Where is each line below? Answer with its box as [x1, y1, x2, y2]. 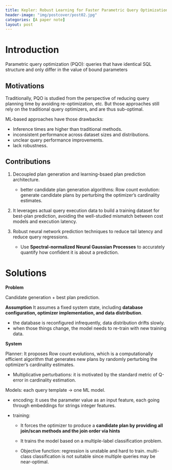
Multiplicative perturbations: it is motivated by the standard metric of [12, 371, 158, 377]
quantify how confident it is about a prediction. [20, 249, 119, 255]
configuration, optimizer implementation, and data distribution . [5, 309, 142, 316]
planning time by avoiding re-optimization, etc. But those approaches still [5, 101, 160, 107]
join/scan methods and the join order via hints [20, 428, 120, 434]
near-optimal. [20, 459, 49, 465]
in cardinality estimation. [25, 377, 76, 383]
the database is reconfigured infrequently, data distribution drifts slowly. [12, 320, 165, 326]
